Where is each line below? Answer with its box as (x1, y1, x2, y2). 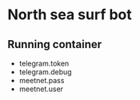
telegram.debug (18, 67, 73, 77)
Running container (7, 38, 102, 51)
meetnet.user (18, 84, 64, 94)
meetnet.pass (18, 76, 65, 85)
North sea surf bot (7, 6, 133, 24)
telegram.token (18, 58, 70, 68)
